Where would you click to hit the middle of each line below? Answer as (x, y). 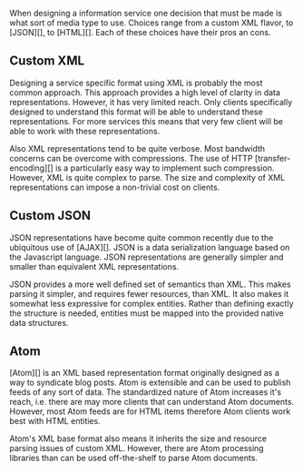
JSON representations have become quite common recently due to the (142, 237)
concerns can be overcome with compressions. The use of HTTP (131, 158)
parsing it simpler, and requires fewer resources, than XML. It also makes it (149, 293)
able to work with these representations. (85, 131)
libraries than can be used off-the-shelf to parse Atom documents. (134, 458)
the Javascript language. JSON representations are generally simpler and (147, 257)
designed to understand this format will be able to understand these (136, 112)
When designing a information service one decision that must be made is (146, 13)
